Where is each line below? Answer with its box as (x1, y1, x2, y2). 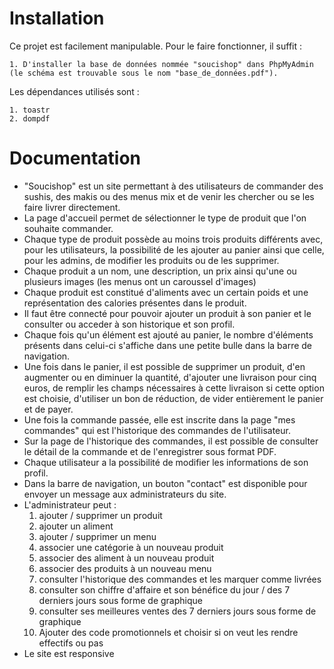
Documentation (9, 147, 142, 170)
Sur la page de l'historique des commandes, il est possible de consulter (23, 435, 319, 447)
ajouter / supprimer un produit (38, 509, 163, 521)
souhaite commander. (23, 222, 114, 234)
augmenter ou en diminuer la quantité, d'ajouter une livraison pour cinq (23, 371, 317, 383)
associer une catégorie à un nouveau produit (38, 541, 224, 553)
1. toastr (9, 105, 51, 115)
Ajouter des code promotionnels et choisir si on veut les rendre (38, 626, 299, 638)
